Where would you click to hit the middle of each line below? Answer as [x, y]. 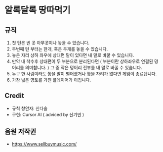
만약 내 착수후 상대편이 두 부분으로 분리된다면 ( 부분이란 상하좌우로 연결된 [82, 61]
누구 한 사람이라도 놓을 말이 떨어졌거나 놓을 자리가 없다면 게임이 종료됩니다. [84, 74]
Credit [14, 96]
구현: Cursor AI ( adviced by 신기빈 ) [48, 114]
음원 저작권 [20, 132]
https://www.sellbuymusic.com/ [44, 144]
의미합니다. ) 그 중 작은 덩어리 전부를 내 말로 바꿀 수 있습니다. [83, 68]
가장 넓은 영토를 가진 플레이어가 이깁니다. [51, 80]
